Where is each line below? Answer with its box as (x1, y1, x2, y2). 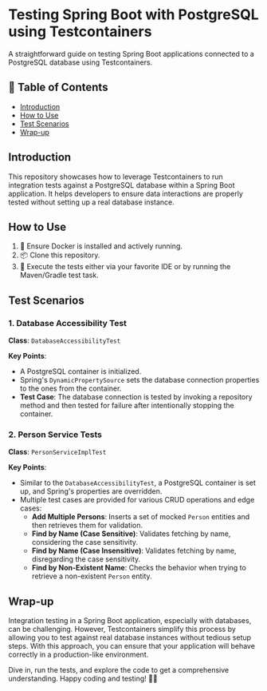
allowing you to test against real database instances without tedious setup (8, 633, 252, 642)
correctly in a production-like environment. (8, 649, 149, 660)
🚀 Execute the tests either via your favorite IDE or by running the (19, 262, 231, 272)
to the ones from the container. (19, 383, 122, 393)
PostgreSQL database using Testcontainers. (8, 58, 153, 67)
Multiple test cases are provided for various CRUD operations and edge (19, 495, 255, 505)
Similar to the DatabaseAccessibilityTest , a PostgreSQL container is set (19, 478, 257, 488)
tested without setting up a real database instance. (8, 197, 175, 207)
